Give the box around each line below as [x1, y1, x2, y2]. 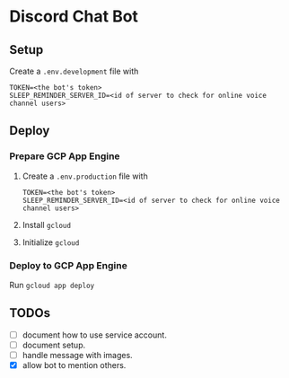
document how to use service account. [22, 330, 168, 340]
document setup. [22, 339, 86, 350]
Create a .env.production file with [22, 171, 148, 181]
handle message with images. [22, 349, 133, 360]
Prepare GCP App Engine [9, 150, 120, 163]
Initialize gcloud [22, 236, 80, 248]
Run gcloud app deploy [9, 279, 95, 290]
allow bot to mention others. [22, 359, 127, 370]
